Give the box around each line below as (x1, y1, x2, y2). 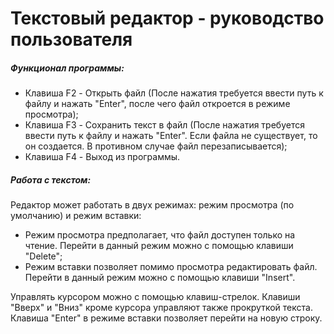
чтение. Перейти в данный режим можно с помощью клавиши (24, 240, 294, 252)
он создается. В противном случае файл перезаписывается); (24, 140, 288, 152)
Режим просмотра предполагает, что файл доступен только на (24, 229, 296, 241)
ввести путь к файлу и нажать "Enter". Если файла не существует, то (24, 130, 318, 142)
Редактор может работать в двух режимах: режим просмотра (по (10, 199, 295, 211)
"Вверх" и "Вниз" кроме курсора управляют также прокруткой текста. (10, 302, 313, 314)
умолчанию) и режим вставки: (10, 210, 142, 222)
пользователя (10, 28, 133, 51)
